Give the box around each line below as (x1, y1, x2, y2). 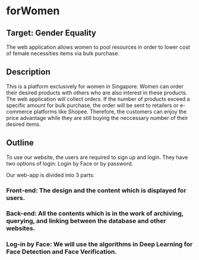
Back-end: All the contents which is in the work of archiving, (6, 210, 184, 218)
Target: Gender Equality (6, 28, 97, 38)
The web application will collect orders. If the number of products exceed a (6, 95, 190, 102)
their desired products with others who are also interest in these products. (6, 89, 188, 96)
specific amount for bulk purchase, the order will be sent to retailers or (6, 102, 179, 109)
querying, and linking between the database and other (6, 217, 166, 225)
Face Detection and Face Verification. (6, 248, 117, 256)
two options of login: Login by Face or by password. (6, 160, 134, 167)
